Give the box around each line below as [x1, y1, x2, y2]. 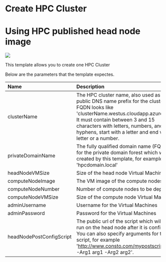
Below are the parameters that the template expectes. [5, 71, 115, 77]
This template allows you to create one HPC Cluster [5, 62, 110, 68]
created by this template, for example [76, 156, 163, 162]
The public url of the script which [76, 218, 153, 225]
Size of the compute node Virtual [76, 194, 153, 201]
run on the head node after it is [76, 224, 148, 231]
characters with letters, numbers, [76, 122, 153, 129]
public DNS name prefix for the [76, 98, 148, 105]
